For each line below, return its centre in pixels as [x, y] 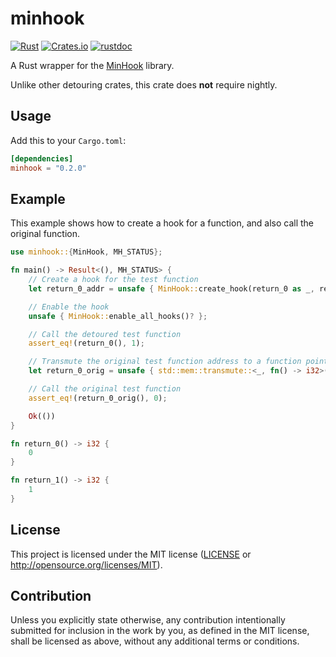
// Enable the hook [69, 307]
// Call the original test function [105, 389]
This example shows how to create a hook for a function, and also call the [162, 223]
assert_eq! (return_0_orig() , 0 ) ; [98, 398]
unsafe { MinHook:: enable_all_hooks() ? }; [118, 316]
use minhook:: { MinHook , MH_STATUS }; [86, 252]
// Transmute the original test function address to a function [165, 362]
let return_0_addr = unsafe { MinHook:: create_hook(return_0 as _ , [171, 288]
